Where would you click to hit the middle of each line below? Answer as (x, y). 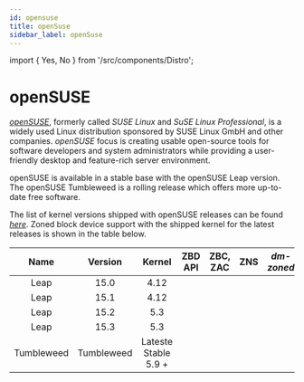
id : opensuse (34, 18)
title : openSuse (40, 26)
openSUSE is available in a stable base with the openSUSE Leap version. (145, 178)
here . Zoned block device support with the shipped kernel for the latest (142, 224)
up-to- (270, 187)
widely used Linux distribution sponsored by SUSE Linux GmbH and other (147, 131)
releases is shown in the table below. (78, 234)
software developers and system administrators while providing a (131, 151)
